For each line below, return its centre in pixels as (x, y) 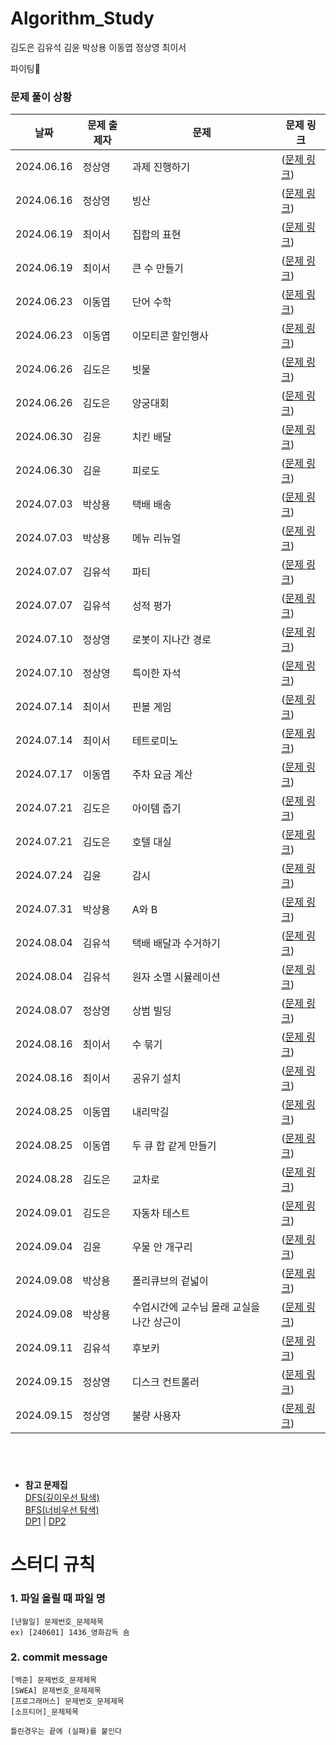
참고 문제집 (46, 1485)
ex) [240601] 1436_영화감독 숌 (70, 1632)
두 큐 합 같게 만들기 (174, 1146)
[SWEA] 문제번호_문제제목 (56, 1690)
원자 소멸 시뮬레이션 (176, 977)
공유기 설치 (156, 1079)
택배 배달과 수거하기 (176, 944)
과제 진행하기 (161, 167)
